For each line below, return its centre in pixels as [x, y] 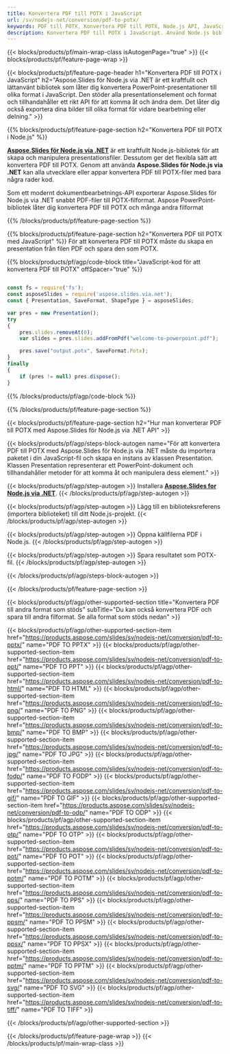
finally [18, 364]
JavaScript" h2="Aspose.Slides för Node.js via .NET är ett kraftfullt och [107, 80]
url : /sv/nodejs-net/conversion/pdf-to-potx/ [73, 20]
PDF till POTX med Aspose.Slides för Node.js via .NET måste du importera [111, 450]
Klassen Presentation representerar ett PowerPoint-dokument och [100, 465]
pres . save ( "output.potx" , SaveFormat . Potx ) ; [84, 351]
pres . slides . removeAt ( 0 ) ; [56, 332]
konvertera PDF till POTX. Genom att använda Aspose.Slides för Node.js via [115, 165]
